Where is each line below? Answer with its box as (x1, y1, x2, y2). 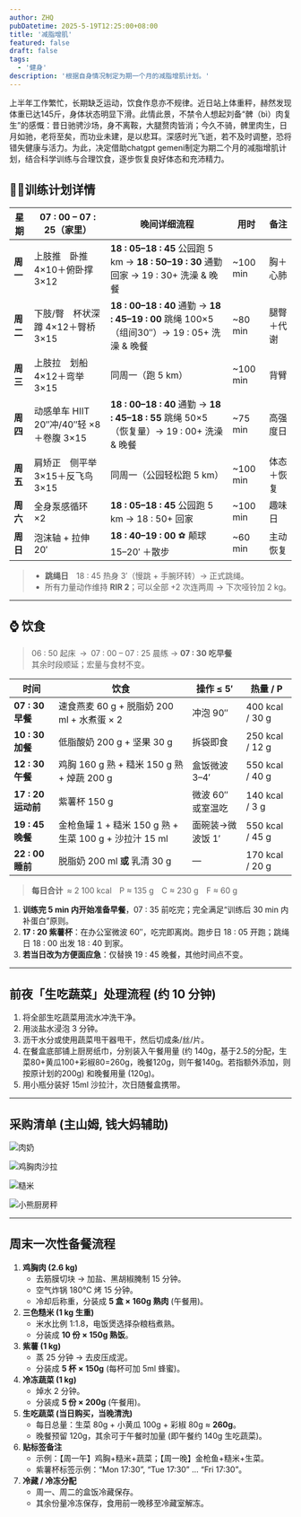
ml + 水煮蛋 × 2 (57, 714, 123, 726)
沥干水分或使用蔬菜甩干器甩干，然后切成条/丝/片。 (21, 1034, 209, 1046)
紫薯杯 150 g (57, 795, 114, 808)
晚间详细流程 (140, 217, 194, 230)
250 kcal (245, 730, 284, 742)
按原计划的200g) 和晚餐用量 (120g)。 (21, 1068, 159, 1079)
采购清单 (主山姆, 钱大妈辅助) (9, 1117, 169, 1132)
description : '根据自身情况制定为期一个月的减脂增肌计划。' (9, 72, 211, 81)
